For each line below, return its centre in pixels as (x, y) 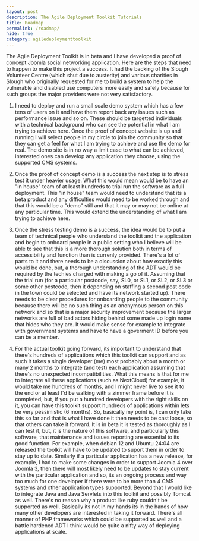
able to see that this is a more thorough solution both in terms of (93, 249)
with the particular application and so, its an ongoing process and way (101, 475)
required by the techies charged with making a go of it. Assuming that (100, 274)
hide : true (20, 34)
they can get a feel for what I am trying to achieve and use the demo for (102, 144)
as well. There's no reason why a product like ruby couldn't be (91, 500)
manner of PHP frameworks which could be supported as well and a (98, 519)
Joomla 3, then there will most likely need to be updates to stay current (102, 468)
